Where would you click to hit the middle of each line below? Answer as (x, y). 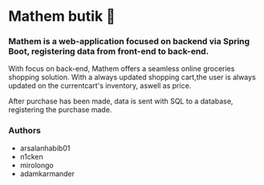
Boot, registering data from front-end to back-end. (109, 51)
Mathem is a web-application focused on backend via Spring (129, 42)
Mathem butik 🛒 (62, 16)
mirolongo (37, 165)
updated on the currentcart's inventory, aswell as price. (100, 86)
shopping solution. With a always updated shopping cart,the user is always (132, 77)
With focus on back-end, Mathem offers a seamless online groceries (122, 69)
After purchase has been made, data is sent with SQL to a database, (121, 101)
